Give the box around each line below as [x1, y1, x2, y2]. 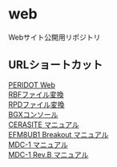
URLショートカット [8, 58, 103, 72]
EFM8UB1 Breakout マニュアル [8, 129, 109, 139]
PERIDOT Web [8, 79, 56, 89]
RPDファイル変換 [8, 100, 66, 109]
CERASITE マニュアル [8, 120, 80, 129]
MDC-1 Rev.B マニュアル [8, 149, 89, 159]
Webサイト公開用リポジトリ [8, 32, 101, 42]
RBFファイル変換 [8, 89, 64, 99]
